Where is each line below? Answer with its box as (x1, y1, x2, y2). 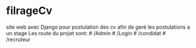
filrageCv (6, 4, 53, 18)
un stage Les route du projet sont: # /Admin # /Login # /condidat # (6, 29, 166, 36)
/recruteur (6, 36, 30, 43)
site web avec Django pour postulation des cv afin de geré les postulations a (6, 23, 190, 30)
